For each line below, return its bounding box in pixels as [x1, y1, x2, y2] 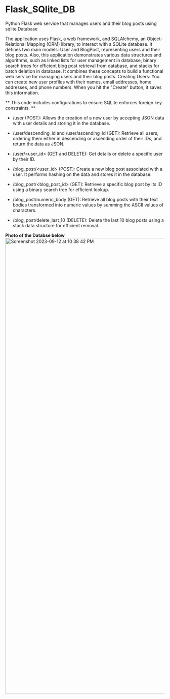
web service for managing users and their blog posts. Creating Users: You [5, 73, 160, 79]
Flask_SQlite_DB [5, 4, 75, 15]
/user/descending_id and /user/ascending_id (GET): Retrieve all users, [12, 130, 159, 136]
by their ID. [12, 156, 35, 162]
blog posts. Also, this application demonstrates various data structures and [5, 52, 162, 58]
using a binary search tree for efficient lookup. [12, 187, 110, 193]
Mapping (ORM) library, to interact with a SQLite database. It [27, 41, 153, 47]
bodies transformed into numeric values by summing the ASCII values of [12, 202, 164, 208]
